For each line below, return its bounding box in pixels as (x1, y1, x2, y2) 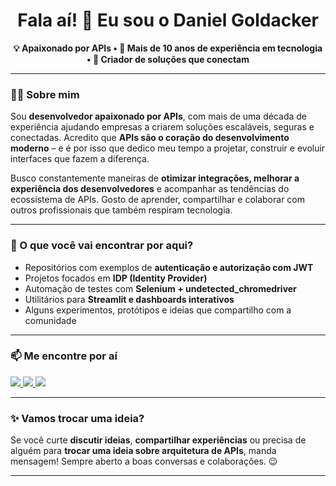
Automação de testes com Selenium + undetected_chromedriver (24, 282, 297, 294)
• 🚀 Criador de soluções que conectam (86, 53, 250, 65)
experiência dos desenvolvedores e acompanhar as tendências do (10, 183, 290, 195)
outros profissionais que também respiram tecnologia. (10, 204, 233, 216)
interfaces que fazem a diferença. (10, 153, 150, 165)
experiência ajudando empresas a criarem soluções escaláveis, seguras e (10, 121, 315, 133)
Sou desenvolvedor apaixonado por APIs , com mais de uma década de (10, 110, 307, 123)
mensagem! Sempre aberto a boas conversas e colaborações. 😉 (10, 455, 278, 468)
